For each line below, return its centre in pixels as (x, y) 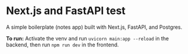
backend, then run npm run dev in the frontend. (62, 45)
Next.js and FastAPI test (66, 11)
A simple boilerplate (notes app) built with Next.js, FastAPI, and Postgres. (94, 27)
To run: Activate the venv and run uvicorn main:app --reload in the (88, 38)
